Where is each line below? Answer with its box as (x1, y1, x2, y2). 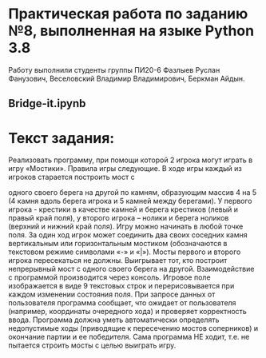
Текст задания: (8, 129, 115, 147)
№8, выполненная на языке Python (8, 22, 254, 40)
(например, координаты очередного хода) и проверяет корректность (8, 307, 248, 316)
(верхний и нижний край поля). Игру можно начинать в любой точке (8, 221, 244, 232)
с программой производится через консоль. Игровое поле (8, 272, 211, 282)
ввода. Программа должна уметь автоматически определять (8, 315, 220, 324)
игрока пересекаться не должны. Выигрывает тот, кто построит (8, 256, 228, 265)
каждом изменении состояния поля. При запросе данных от (8, 289, 216, 300)
